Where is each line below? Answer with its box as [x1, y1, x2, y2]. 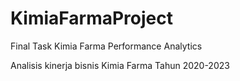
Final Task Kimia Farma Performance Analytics [10, 40, 203, 52]
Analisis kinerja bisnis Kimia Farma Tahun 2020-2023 [10, 59, 230, 71]
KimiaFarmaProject [10, 7, 173, 30]
